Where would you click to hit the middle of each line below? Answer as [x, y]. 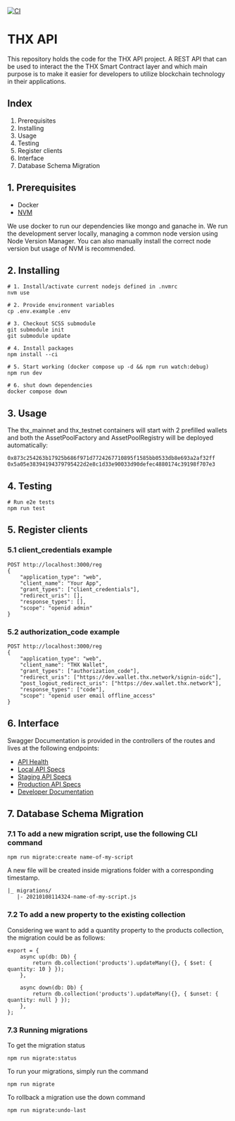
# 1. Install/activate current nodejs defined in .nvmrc [93, 287]
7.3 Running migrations [47, 1030]
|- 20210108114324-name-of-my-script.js [77, 897]
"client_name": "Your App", [61, 583]
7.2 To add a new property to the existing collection [96, 915]
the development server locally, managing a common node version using [113, 234]
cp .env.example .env [39, 311]
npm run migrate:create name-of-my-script [70, 857]
